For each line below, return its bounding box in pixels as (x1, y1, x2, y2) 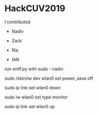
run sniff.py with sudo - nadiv (4, 66, 64, 72)
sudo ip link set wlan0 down (4, 84, 61, 90)
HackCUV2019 (4, 3, 65, 14)
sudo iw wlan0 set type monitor (4, 94, 68, 100)
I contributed (4, 19, 30, 25)
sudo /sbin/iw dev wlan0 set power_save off (4, 75, 93, 81)
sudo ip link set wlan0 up (4, 103, 55, 109)
